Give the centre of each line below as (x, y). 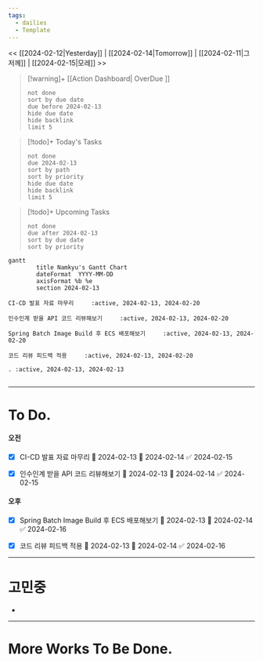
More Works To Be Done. (90, 649)
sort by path (49, 170)
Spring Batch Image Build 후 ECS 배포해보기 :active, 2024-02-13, (121, 334)
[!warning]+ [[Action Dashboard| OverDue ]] (99, 78)
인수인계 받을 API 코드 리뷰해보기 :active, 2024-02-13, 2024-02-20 (119, 318)
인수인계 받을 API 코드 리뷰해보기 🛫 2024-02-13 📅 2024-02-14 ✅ (121, 473)
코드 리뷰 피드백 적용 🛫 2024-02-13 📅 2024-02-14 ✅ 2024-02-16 (122, 546)
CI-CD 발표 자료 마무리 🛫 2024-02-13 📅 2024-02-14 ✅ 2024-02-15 (126, 456)
